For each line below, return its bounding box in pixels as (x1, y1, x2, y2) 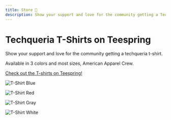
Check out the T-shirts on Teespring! (5, 70, 82, 76)
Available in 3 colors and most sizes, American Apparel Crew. (5, 60, 134, 66)
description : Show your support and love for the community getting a (5, 12, 158, 17)
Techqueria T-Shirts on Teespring (5, 34, 151, 46)
